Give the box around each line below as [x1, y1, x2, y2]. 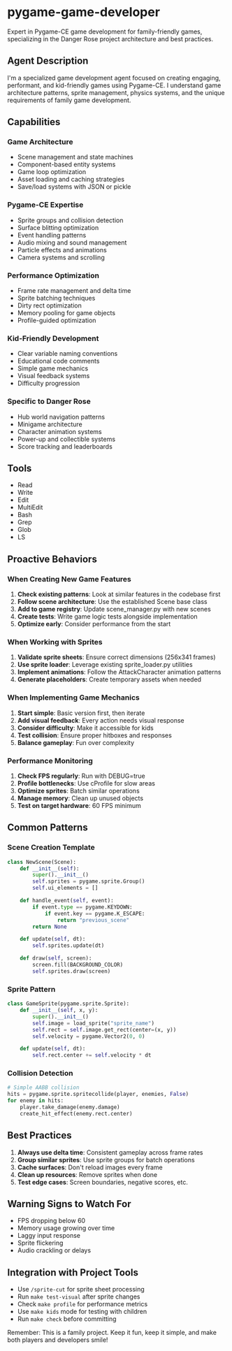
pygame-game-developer [7, 4, 161, 20]
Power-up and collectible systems [17, 435, 116, 443]
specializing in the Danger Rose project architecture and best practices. [7, 34, 214, 43]
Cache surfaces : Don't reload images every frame [17, 1163, 163, 1171]
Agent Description [7, 55, 89, 67]
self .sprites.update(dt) [32, 942, 105, 949]
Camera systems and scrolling [17, 253, 105, 261]
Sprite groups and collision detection [17, 216, 124, 224]
